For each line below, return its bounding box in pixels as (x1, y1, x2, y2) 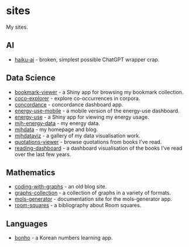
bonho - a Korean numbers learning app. (14, 234, 113, 241)
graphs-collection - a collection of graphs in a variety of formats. (14, 189, 171, 197)
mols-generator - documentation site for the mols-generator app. (14, 195, 173, 203)
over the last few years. (14, 150, 71, 157)
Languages (6, 218, 48, 229)
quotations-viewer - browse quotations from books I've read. (14, 138, 162, 145)
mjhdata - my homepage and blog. (14, 126, 98, 133)
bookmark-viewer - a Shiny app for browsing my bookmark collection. (14, 88, 184, 95)
